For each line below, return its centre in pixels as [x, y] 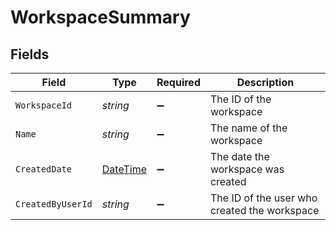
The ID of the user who [263, 198]
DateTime [124, 169]
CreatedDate [44, 169]
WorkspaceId [44, 105]
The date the [239, 156]
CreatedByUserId [54, 204]
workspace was [247, 169]
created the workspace [264, 210]
